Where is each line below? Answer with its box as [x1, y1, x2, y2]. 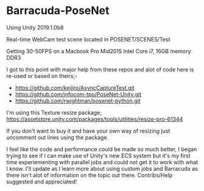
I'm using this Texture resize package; [6, 109, 102, 116]
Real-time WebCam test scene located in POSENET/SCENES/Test [6, 35, 171, 43]
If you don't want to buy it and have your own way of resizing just [6, 127, 171, 134]
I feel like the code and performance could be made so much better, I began [6, 145, 197, 153]
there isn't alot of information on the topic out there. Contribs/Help [6, 171, 173, 179]
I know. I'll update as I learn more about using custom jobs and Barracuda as [6, 165, 198, 172]
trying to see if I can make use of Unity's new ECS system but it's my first [6, 152, 191, 159]
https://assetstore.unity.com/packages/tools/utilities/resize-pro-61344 [6, 115, 183, 123]
